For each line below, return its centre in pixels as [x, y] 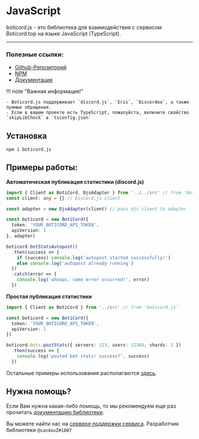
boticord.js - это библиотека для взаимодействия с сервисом [84, 27]
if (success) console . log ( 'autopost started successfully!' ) [94, 258]
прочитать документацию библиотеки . [55, 412]
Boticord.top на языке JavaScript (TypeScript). [64, 33]
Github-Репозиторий [41, 67]
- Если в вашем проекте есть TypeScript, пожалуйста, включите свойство [98, 113]
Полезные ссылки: [35, 54]
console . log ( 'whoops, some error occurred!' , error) [83, 280]
